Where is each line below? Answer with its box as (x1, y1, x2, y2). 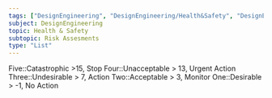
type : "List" (8, 42, 53, 50)
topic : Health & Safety (8, 27, 89, 35)
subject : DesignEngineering (8, 19, 104, 27)
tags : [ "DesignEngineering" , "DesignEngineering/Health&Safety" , (8, 11, 233, 20)
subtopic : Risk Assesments (8, 34, 100, 43)
